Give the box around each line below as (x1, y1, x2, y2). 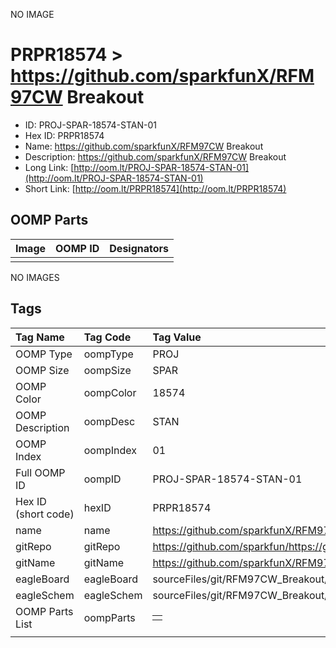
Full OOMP (15, 465, 66, 479)
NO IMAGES (10, 271, 60, 283)
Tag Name (15, 330, 65, 344)
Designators (109, 241, 170, 255)
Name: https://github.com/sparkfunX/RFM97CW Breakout (24, 140, 264, 152)
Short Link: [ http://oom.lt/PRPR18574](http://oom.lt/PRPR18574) (24, 182, 287, 194)
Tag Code (83, 330, 132, 344)
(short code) (15, 507, 75, 521)
